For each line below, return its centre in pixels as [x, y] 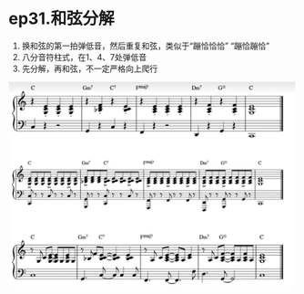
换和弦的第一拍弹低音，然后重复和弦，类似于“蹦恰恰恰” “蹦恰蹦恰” [146, 46]
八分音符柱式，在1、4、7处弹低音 [84, 57]
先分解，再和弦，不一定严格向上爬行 [90, 68]
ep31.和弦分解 [61, 19]
